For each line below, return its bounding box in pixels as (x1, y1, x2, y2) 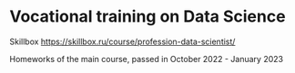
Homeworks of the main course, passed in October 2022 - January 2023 (9, 53, 284, 64)
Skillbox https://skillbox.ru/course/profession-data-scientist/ (9, 36, 236, 47)
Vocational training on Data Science (9, 6, 286, 27)
